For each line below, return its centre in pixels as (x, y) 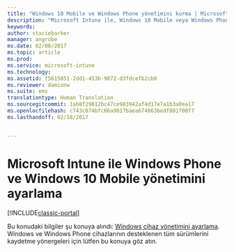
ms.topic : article (34, 53)
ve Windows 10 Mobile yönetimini (106, 179)
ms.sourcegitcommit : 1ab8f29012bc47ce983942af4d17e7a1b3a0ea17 (101, 104)
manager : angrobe (32, 40)
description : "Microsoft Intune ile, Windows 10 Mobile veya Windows (110, 20)
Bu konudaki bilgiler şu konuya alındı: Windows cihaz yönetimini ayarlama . (114, 226)
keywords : (22, 26)
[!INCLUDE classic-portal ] (44, 212)
